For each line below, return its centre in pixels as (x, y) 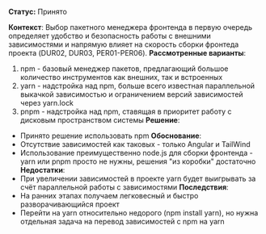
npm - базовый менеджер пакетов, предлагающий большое (124, 69)
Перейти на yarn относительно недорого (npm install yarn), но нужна (139, 213)
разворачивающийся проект (70, 204)
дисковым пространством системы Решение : (100, 120)
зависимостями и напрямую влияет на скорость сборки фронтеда (124, 44)
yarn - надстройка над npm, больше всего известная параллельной (137, 86)
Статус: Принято (38, 12)
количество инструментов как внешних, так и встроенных (121, 77)
